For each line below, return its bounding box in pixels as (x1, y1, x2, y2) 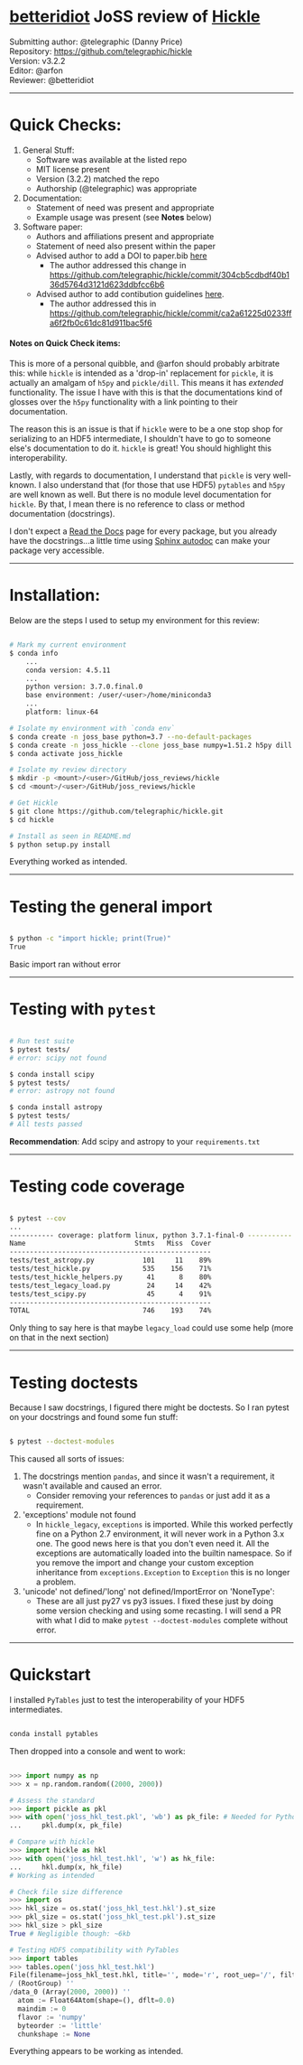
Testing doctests (9, 1372, 138, 1393)
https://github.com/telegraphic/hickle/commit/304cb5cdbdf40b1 (49, 269, 290, 280)
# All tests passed (9, 1120, 83, 1129)
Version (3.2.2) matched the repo (35, 173, 160, 184)
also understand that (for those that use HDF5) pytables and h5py (42, 480, 286, 491)
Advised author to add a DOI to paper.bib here (35, 250, 207, 261)
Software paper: (22, 221, 83, 232)
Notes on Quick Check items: (9, 338, 121, 349)
